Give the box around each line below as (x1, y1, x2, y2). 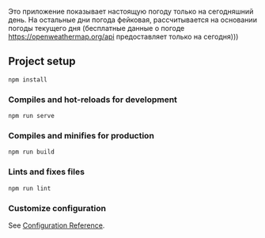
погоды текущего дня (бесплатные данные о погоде (8, 24, 185, 32)
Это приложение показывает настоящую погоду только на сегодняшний (8, 7, 254, 16)
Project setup (8, 55, 77, 68)
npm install (8, 75, 47, 84)
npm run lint (8, 184, 51, 192)
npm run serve (8, 112, 55, 120)
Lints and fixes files (8, 166, 85, 177)
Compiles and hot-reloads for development (8, 94, 178, 105)
